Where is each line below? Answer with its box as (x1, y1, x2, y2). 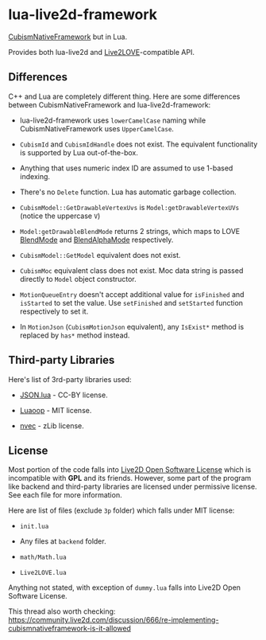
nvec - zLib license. (19, 420, 85, 431)
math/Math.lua (19, 553, 67, 562)
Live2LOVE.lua (19, 569, 67, 577)
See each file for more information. (8, 490, 122, 500)
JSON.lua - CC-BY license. (19, 390, 109, 400)
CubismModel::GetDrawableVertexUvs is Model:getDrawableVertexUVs (19, 202, 240, 212)
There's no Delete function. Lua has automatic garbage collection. (19, 187, 237, 197)
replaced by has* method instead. (19, 330, 130, 340)
